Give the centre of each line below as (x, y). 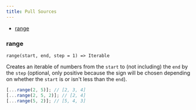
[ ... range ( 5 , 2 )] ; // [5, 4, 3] (46, 101)
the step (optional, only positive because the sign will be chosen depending (98, 73)
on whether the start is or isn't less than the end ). (67, 79)
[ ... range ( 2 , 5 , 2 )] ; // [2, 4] (46, 95)
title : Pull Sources (32, 11)
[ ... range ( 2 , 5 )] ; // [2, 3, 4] (46, 90)
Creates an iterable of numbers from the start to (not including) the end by (97, 66)
